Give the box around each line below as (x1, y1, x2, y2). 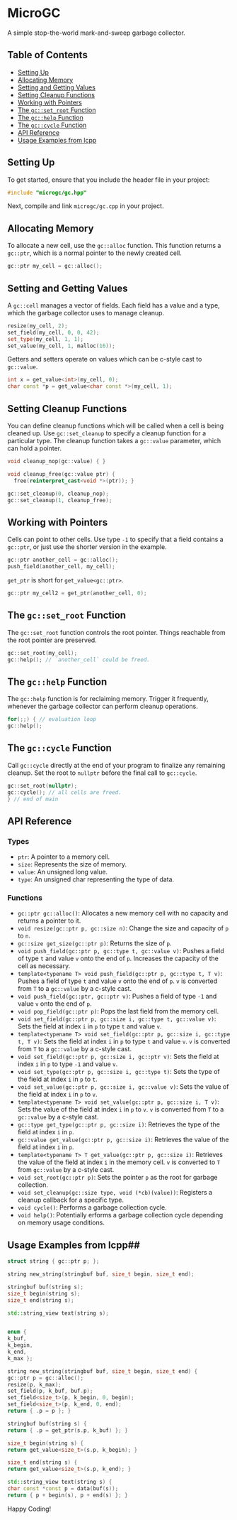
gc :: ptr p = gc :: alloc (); (7, 1374, 83, 1381)
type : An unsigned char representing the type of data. (17, 875, 175, 884)
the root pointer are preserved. (7, 636, 97, 644)
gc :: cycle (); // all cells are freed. (7, 788, 122, 796)
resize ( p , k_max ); (7, 1381, 62, 1388)
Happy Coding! (7, 1504, 52, 1513)
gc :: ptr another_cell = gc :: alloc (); (7, 556, 119, 564)
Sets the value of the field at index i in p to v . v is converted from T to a (17, 1105, 224, 1114)
